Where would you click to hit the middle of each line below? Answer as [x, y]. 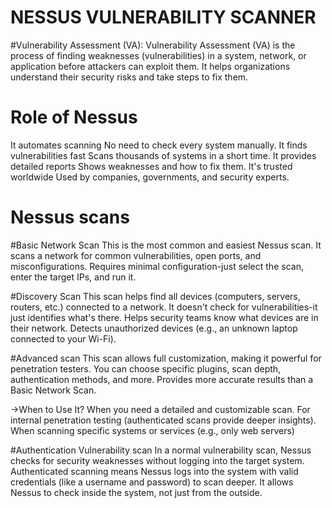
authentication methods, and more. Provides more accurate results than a [162, 379]
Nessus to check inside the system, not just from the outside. [136, 492]
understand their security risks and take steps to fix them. [129, 77]
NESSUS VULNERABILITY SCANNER [163, 17]
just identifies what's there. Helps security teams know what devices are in [164, 317]
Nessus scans [70, 217]
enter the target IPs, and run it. [73, 277]
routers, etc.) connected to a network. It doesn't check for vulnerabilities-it [164, 307]
